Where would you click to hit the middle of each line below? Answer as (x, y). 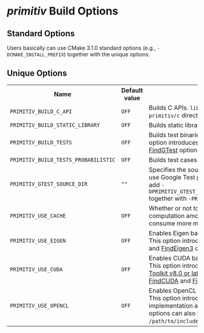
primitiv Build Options (63, 11)
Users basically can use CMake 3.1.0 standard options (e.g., (81, 48)
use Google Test (172, 177)
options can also (172, 313)
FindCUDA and (170, 280)
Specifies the (167, 169)
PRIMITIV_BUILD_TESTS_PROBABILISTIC (63, 160)
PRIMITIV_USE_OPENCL (39, 306)
